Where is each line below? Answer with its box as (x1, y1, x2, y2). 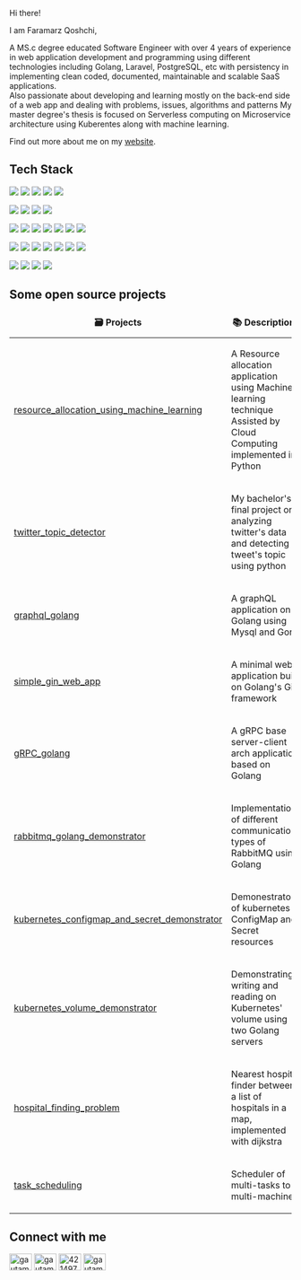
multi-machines (231, 1189, 298, 1202)
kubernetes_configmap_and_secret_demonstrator (13, 913, 223, 925)
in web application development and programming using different (9, 52, 251, 62)
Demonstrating (231, 968, 294, 980)
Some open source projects (9, 287, 167, 302)
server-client (231, 735, 288, 748)
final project (231, 503, 282, 515)
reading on (231, 990, 277, 1003)
